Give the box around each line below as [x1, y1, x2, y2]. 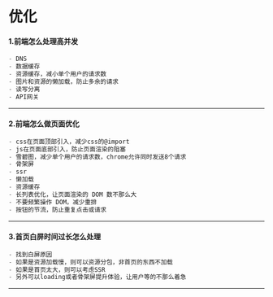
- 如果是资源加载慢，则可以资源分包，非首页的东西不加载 [8, 258, 173, 266]
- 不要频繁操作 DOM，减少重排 [8, 198, 97, 206]
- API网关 [8, 93, 39, 101]
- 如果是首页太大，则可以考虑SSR [8, 265, 106, 273]
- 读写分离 [8, 85, 41, 94]
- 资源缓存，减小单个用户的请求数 [8, 70, 107, 78]
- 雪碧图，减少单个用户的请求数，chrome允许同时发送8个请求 [8, 152, 187, 161]
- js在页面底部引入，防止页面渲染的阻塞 [8, 145, 126, 153]
